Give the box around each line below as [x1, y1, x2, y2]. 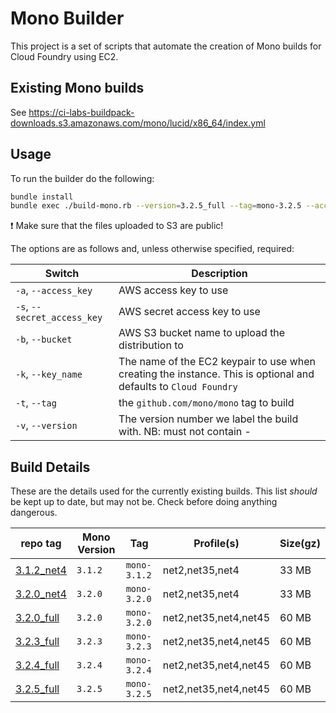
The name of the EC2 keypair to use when [118, 355, 317, 369]
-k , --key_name [15, 367, 83, 381]
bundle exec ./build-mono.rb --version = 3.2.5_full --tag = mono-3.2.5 [10, 201, 302, 211]
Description [191, 267, 248, 281]
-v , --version [15, 418, 78, 432]
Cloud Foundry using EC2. [10, 50, 119, 62]
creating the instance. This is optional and [118, 367, 315, 381]
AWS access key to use [118, 283, 229, 297]
